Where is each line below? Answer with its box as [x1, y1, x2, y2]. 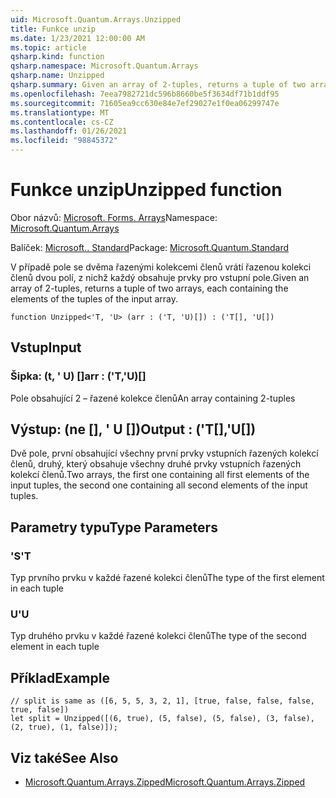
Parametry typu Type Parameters [10, 519, 218, 536]
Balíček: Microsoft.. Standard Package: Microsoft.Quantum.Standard [10, 241, 290, 253]
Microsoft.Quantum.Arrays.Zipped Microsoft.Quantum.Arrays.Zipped [24, 776, 306, 788]
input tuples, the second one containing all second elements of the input [10, 479, 308, 491]
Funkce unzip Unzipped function [10, 179, 283, 201]
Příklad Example [10, 669, 110, 686]
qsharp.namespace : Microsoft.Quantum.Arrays [10, 61, 199, 71]
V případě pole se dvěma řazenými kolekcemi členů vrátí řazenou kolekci [10, 261, 312, 273]
